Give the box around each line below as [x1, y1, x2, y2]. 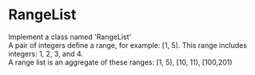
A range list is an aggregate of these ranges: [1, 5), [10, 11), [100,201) [8, 57, 233, 67]
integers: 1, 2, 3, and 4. [8, 49, 84, 58]
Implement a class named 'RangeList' [8, 32, 132, 41]
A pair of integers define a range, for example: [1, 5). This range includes [8, 40, 248, 49]
